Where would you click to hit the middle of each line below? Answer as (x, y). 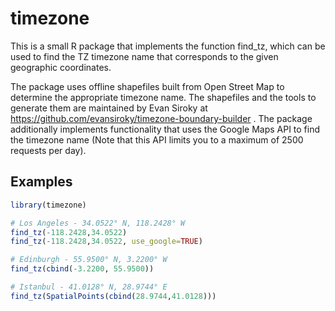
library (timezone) (48, 205)
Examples (41, 182)
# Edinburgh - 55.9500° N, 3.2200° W (89, 260)
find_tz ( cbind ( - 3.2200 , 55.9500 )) (82, 269)
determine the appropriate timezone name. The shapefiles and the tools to (163, 97)
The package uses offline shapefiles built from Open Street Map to (147, 86)
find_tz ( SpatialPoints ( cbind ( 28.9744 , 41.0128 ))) (113, 296)
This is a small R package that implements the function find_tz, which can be (168, 46)
